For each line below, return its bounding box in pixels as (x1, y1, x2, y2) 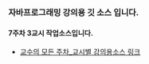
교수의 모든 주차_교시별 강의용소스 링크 (19, 47, 141, 57)
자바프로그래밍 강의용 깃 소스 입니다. (8, 6, 139, 17)
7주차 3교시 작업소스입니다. (8, 28, 94, 37)
